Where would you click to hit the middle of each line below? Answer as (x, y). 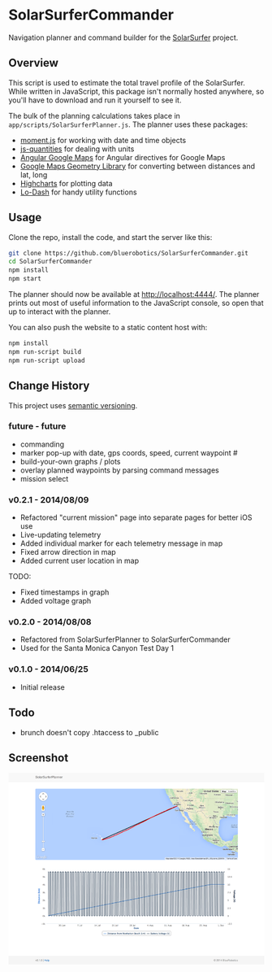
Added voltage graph (56, 601)
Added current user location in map (80, 561)
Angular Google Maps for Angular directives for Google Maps (123, 157)
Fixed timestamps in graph (65, 592)
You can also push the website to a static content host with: (108, 328)
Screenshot (39, 758)
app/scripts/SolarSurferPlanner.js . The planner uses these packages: (128, 124)
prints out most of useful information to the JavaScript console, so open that (136, 303)
